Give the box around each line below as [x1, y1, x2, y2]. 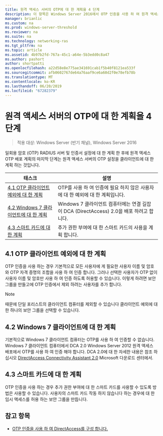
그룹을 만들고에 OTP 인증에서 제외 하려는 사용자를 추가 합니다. [5, 282, 122, 288]
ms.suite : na [5, 34, 32, 39]
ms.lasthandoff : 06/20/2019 [5, 83, 62, 89]
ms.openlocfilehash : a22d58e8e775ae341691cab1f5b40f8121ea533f [5, 66, 136, 71]
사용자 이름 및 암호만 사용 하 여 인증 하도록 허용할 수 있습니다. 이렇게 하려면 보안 [5, 275, 156, 281]
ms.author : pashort [5, 57, 45, 62]
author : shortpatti [5, 61, 45, 66]
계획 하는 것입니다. [5, 162, 40, 168]
